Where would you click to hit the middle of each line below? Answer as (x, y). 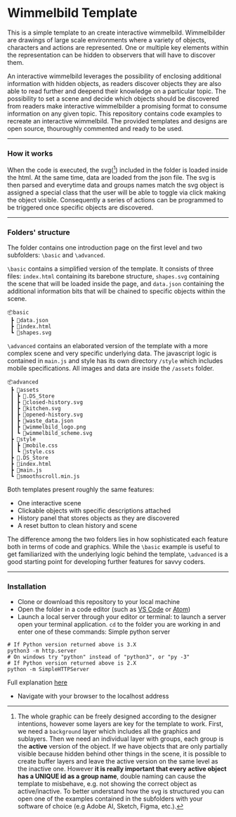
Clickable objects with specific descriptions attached (94, 511)
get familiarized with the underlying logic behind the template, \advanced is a (118, 554)
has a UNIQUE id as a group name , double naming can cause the (112, 776)
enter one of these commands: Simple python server (94, 632)
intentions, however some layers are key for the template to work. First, (120, 724)
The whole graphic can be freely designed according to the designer (117, 716)
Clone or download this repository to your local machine (99, 602)
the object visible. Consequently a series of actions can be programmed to (115, 199)
